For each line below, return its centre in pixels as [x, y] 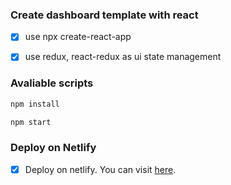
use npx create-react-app [78, 37]
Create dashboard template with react [104, 15]
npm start [31, 122]
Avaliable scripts [52, 83]
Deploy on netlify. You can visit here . [100, 169]
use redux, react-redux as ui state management [123, 57]
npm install [35, 104]
